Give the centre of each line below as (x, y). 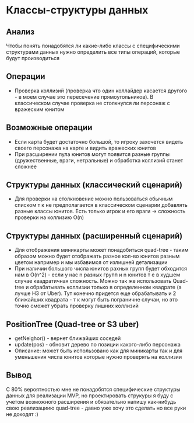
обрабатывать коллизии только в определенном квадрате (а (106, 287)
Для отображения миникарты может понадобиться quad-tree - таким (101, 250)
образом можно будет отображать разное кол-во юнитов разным (97, 256)
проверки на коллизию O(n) (49, 217)
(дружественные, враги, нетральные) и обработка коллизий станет (99, 160)
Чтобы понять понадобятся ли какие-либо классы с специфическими (93, 46)
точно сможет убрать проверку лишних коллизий (76, 306)
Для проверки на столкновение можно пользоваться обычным (94, 199)
